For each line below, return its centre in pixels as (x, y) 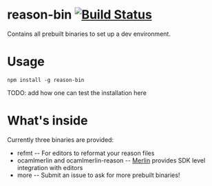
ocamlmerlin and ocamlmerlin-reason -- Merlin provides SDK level (111, 160)
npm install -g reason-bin (46, 80)
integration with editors (50, 167)
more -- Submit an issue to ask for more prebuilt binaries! (98, 175)
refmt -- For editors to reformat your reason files (86, 153)
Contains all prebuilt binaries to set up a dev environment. (89, 34)
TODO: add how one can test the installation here (77, 92)
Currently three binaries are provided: (61, 139)
